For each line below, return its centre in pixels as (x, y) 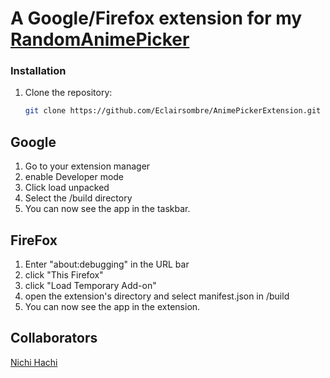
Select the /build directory (78, 198)
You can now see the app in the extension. (112, 306)
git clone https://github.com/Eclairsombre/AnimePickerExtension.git (173, 111)
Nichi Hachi (34, 362)
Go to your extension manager (87, 166)
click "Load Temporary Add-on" (90, 285)
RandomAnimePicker (100, 39)
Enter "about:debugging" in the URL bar (107, 264)
